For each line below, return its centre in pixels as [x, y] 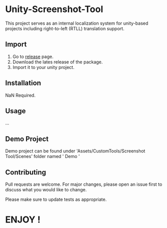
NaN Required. [20, 95]
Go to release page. [33, 56]
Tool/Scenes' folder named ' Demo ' [43, 157]
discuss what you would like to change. [46, 189]
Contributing [26, 172]
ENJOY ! [23, 220]
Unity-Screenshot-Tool [54, 9]
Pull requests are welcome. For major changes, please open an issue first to [84, 184]
